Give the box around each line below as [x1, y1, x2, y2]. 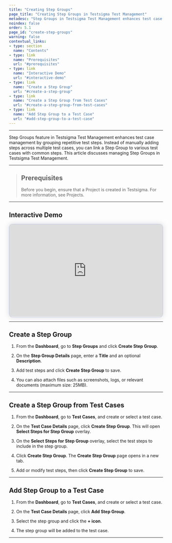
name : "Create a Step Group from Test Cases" [13, 98, 108, 103]
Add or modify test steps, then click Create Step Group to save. [16, 468, 145, 474]
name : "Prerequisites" [13, 57, 60, 62]
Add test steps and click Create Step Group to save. [16, 367, 122, 373]
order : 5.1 [9, 25, 31, 30]
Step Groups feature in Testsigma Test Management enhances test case [9, 134, 154, 140]
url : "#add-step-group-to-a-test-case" [13, 116, 95, 121]
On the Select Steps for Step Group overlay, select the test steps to [16, 438, 153, 444]
